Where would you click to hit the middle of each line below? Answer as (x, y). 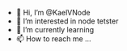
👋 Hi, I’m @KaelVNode (53, 13)
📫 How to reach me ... (53, 39)
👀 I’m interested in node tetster (67, 21)
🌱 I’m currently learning (55, 30)
